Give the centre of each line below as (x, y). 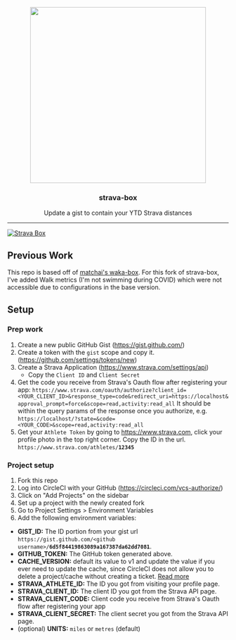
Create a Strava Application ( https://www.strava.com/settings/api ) (113, 367)
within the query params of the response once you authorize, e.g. (112, 410)
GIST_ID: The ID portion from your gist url (78, 532)
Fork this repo (38, 481)
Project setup (31, 465)
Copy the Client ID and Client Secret (84, 375)
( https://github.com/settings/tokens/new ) (77, 360)
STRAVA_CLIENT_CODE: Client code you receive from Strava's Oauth (118, 599)
